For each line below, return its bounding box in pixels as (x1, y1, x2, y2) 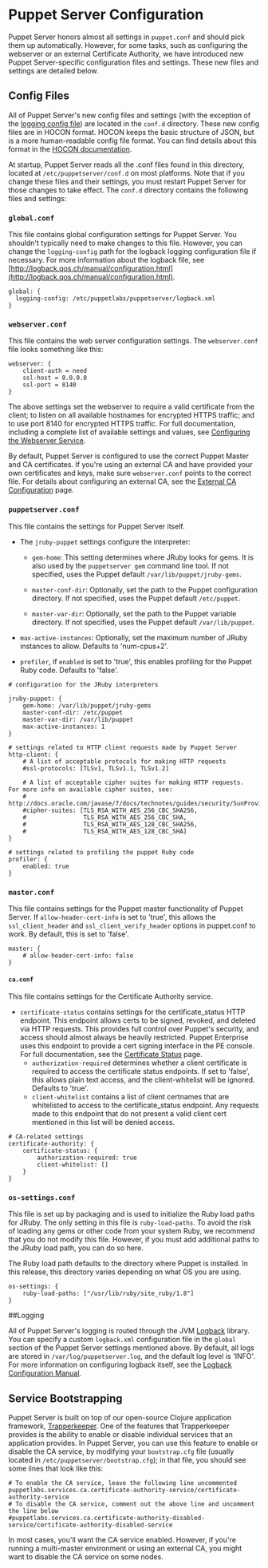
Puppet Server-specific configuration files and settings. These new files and (8, 57, 259, 67)
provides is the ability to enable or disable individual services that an (8, 1430, 234, 1439)
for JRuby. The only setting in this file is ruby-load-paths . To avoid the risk (8, 1218, 252, 1227)
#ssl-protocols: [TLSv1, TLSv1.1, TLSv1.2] (22, 764, 170, 772)
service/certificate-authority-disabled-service (8, 1521, 173, 1530)
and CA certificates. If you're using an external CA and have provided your (8, 460, 253, 469)
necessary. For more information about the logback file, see (8, 255, 205, 265)
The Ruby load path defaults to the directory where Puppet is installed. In (8, 1259, 249, 1269)
